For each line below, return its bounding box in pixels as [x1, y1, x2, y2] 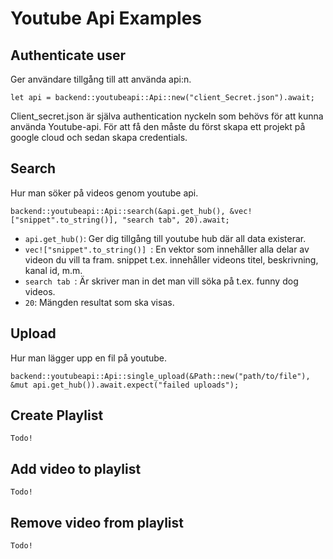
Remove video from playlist [10, 514, 184, 531]
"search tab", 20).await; [121, 215, 230, 225]
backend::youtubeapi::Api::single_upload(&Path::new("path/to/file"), [10, 371, 311, 381]
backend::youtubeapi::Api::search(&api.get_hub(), [10, 206, 226, 216]
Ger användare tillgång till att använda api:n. [10, 73, 192, 85]
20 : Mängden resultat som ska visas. [24, 296, 175, 308]
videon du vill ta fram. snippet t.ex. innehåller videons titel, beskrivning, [24, 253, 319, 266]
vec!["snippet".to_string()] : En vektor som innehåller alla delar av [24, 243, 310, 255]
